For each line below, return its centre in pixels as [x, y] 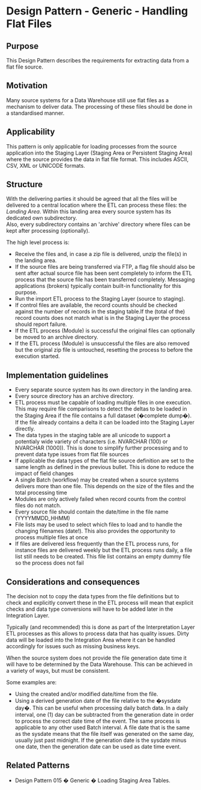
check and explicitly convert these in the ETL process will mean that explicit [100, 603]
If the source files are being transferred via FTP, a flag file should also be [105, 267]
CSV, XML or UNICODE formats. [46, 165]
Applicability [31, 132]
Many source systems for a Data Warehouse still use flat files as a [88, 100]
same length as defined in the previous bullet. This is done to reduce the [104, 467]
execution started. [37, 357]
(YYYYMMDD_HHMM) [42, 518]
